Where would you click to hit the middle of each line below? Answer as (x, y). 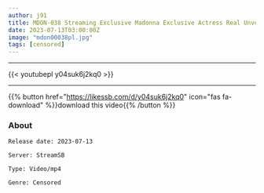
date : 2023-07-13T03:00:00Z (54, 30)
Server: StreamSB (37, 155)
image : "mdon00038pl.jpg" (50, 37)
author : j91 (27, 15)
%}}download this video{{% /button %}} (110, 105)
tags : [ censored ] (37, 45)
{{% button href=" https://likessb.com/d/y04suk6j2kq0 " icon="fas (115, 97)
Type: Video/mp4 (35, 169)
